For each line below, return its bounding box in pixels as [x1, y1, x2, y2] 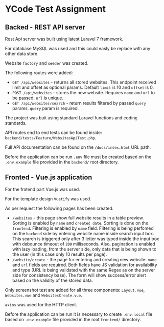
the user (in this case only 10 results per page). [12, 251, 107, 257]
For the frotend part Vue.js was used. [5, 186, 80, 192]
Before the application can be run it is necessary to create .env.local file [5, 311, 153, 317]
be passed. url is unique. [12, 95, 64, 101]
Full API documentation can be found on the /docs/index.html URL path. [5, 144, 151, 150]
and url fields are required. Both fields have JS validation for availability [12, 262, 158, 268]
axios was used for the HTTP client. [5, 301, 77, 307]
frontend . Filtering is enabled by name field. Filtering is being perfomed [12, 225, 154, 231]
